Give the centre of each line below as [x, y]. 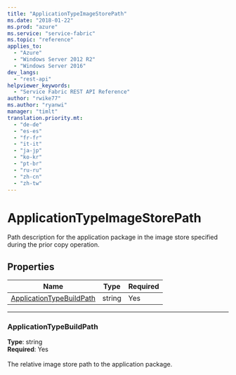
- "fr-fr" [28, 137]
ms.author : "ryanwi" [38, 105]
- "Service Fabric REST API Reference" [72, 92]
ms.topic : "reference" [40, 40]
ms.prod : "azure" [33, 27]
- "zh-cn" [28, 177]
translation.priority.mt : [45, 118]
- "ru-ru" [28, 170]
